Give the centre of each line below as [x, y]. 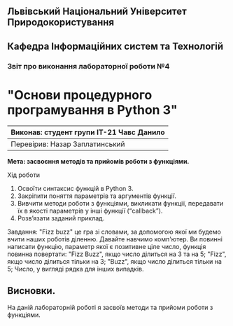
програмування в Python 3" [92, 109]
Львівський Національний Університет [97, 12]
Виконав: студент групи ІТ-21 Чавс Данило [88, 132]
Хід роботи [24, 175]
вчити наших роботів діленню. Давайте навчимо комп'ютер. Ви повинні [115, 239]
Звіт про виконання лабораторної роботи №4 [89, 66]
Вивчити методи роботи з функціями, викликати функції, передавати [120, 203]
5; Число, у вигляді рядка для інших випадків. [76, 269]
